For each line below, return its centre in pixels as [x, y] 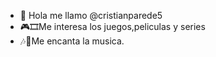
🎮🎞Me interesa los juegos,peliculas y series [112, 26]
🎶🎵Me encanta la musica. [72, 41]
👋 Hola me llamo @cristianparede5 [91, 15]
